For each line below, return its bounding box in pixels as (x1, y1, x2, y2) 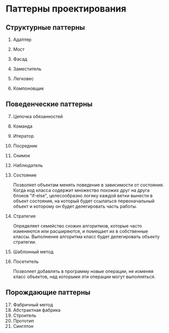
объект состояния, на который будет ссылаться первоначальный (13, 198, 155, 204)
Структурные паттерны (6, 23, 85, 32)
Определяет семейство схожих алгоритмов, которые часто (13, 223, 142, 229)
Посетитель (13, 258, 39, 264)
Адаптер (13, 36, 32, 42)
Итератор (13, 133, 34, 139)
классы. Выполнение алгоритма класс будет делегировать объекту (13, 233, 160, 240)
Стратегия (13, 213, 36, 219)
